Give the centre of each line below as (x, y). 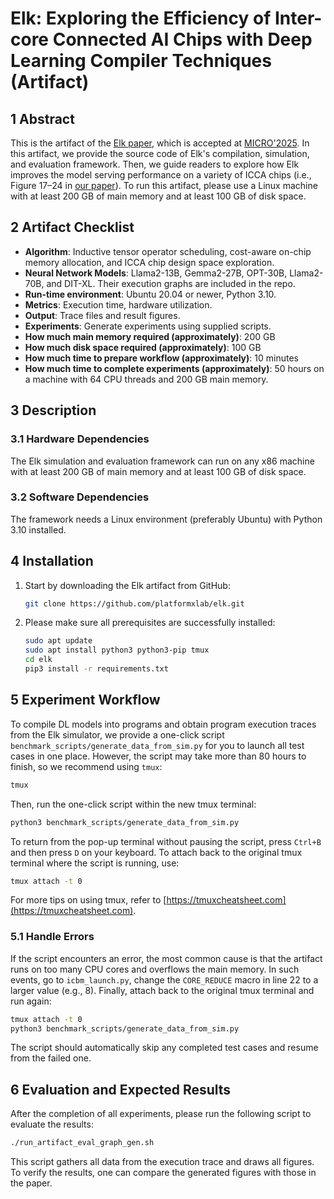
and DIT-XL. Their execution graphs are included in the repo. (171, 283)
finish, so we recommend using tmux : (86, 766)
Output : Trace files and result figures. (102, 315)
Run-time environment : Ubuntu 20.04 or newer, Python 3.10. (150, 294)
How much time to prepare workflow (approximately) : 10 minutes (161, 358)
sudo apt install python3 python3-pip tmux (117, 650)
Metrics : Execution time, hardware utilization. (118, 304)
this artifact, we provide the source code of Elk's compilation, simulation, (160, 153)
